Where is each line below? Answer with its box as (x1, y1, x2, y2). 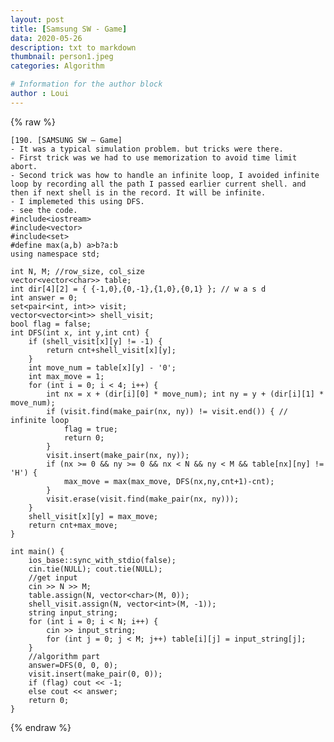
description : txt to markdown (10, 42, 137, 53)
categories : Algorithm (10, 61, 105, 71)
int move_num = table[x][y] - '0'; (28, 362, 177, 373)
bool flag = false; (10, 319, 92, 329)
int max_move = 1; (28, 371, 105, 381)
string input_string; (28, 607, 118, 618)
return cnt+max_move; (28, 520, 118, 530)
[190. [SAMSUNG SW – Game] (10, 135, 123, 145)
